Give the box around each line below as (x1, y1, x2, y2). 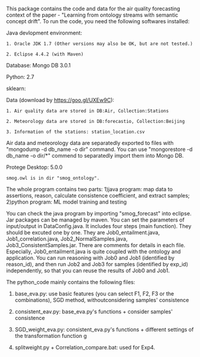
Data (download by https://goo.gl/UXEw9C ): (6, 97, 115, 103)
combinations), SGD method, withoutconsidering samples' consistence (14, 297, 189, 303)
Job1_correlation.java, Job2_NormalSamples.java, (6, 235, 128, 242)
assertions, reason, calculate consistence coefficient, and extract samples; (6, 192, 190, 199)
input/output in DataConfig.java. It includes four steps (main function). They (6, 223, 192, 229)
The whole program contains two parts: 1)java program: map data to (6, 186, 173, 193)
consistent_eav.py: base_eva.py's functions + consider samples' (14, 308, 173, 315)
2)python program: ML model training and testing (6, 198, 127, 205)
